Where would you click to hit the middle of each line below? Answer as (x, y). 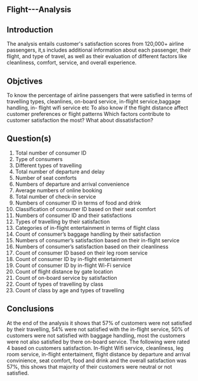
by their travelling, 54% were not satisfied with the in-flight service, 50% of (98, 329)
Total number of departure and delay (60, 171)
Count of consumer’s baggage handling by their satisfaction (88, 234)
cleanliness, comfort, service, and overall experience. (72, 63)
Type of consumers (39, 159)
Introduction (30, 30)
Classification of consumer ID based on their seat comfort (85, 209)
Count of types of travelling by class (59, 284)
